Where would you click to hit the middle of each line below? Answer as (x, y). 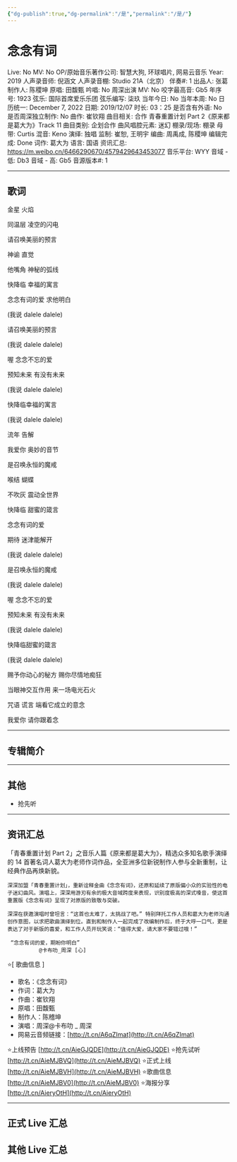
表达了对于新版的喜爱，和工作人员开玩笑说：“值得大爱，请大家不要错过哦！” (102, 929)
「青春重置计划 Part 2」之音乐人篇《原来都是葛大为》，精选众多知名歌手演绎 (117, 853)
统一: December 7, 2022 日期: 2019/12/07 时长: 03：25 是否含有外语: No (117, 107)
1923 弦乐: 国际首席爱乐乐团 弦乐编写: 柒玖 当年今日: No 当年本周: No (117, 98)
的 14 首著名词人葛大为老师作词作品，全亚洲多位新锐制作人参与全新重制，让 (117, 862)
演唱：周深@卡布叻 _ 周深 (55, 1026)
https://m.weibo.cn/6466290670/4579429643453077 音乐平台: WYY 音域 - (118, 151)
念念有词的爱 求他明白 (39, 300)
